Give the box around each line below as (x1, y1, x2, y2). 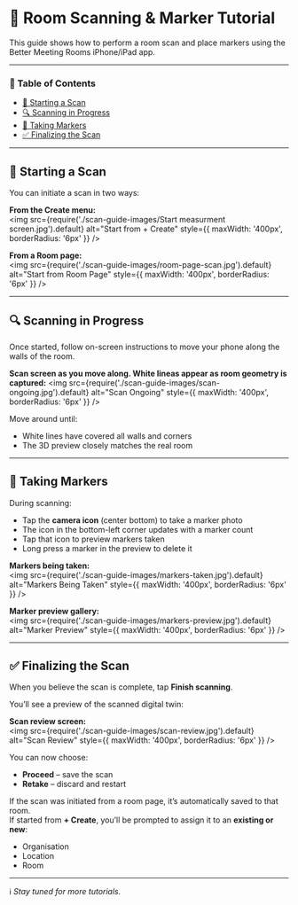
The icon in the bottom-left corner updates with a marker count (21, 524, 254, 534)
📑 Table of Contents (9, 77, 96, 90)
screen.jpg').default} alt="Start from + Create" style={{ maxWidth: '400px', (9, 223, 283, 234)
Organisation (21, 841, 69, 852)
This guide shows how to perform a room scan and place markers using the (9, 37, 286, 48)
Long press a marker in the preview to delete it (21, 542, 192, 553)
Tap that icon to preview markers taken (21, 534, 166, 544)
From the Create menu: (9, 205, 96, 215)
